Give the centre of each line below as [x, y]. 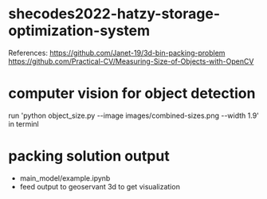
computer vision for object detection [132, 94]
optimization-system [79, 31]
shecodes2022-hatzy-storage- [114, 14]
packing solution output [89, 156]
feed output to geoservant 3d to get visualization [100, 186]
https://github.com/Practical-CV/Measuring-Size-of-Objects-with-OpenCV [131, 61]
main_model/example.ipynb [65, 178]
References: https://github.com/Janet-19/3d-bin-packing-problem [117, 53]
